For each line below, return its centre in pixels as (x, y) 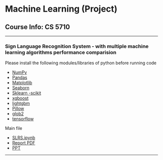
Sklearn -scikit (26, 93)
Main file (14, 128)
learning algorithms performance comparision (61, 52)
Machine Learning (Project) (61, 9)
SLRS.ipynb (24, 138)
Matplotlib (22, 83)
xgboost (20, 98)
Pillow (18, 108)
